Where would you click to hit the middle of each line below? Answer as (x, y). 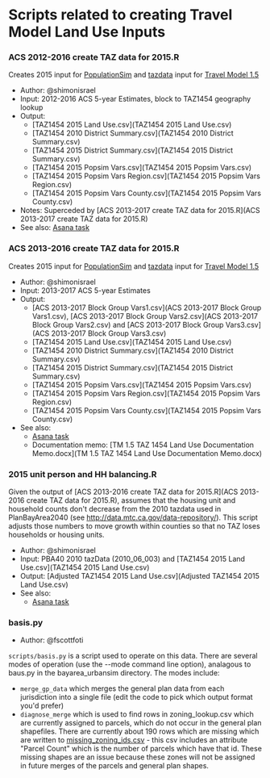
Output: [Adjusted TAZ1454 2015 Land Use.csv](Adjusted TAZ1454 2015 (140, 576)
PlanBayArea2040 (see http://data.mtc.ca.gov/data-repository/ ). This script (133, 517)
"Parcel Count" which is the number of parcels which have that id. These (141, 749)
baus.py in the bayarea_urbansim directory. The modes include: (114, 673)
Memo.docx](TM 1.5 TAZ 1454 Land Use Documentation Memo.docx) (147, 453)
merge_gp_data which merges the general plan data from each (122, 688)
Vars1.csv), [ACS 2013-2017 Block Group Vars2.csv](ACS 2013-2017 (145, 316)
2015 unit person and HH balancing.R (83, 474)
